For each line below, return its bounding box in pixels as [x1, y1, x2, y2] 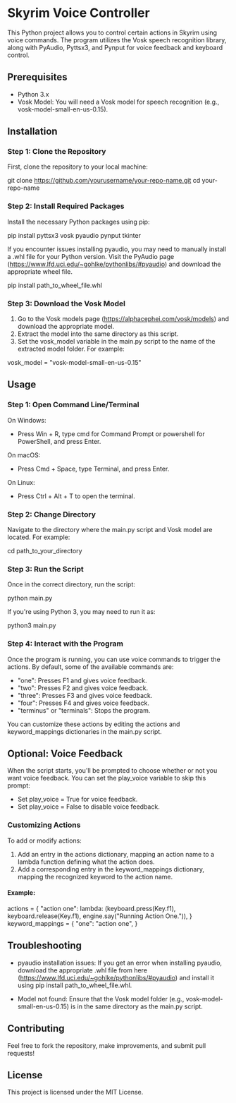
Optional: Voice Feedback [7, 748, 123, 759]
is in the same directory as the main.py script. [70, 1002, 203, 1011]
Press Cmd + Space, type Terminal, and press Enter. [17, 464, 170, 473]
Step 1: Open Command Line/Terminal [7, 400, 139, 410]
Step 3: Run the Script [7, 564, 85, 574]
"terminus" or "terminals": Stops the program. [17, 706, 151, 714]
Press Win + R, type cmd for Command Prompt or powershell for [17, 429, 206, 438]
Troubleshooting [7, 940, 82, 952]
